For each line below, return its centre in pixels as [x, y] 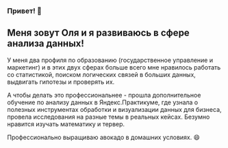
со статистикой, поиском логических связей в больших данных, [102, 74]
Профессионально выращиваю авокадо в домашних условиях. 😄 [104, 137]
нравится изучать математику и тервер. [66, 124]
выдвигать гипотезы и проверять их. [61, 82]
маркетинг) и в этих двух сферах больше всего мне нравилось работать [114, 67]
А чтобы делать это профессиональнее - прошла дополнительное [104, 95]
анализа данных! [46, 44]
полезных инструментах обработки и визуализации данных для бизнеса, [114, 109]
